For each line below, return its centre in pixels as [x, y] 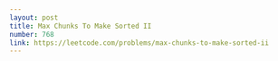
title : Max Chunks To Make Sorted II [81, 26]
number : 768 [32, 34]
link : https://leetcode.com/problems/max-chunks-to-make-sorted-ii [139, 43]
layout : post [34, 17]
